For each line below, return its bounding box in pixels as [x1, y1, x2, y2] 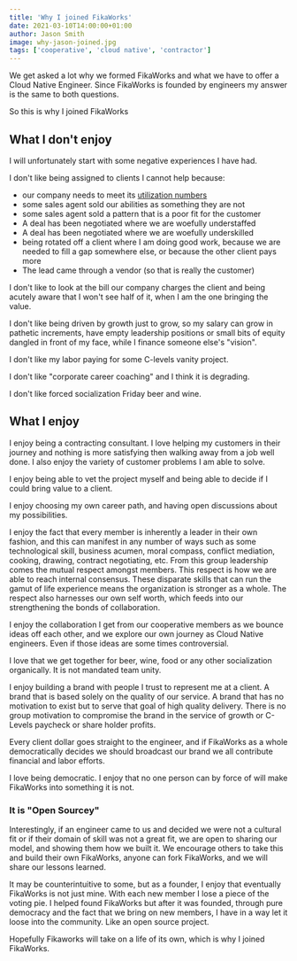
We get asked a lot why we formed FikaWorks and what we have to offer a [9, 70, 280, 81]
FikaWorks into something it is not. [9, 781, 135, 793]
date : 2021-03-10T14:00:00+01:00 [9, 21, 133, 30]
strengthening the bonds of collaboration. [9, 601, 161, 612]
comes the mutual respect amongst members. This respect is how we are [9, 564, 277, 575]
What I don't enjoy [9, 132, 112, 147]
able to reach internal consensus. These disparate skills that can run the [9, 573, 272, 585]
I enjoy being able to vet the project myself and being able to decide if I [9, 473, 268, 484]
